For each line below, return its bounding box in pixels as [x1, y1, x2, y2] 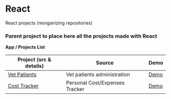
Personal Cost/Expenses [66, 79, 125, 86]
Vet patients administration [66, 71, 130, 78]
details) [25, 62, 44, 70]
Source [96, 59, 114, 67]
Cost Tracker [8, 82, 39, 89]
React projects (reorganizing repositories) [5, 20, 93, 26]
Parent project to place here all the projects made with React [5, 32, 158, 40]
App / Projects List [5, 44, 45, 50]
